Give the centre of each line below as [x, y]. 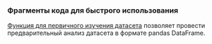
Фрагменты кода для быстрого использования [93, 10]
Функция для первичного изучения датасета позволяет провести [106, 26]
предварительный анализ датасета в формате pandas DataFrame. [106, 33]
